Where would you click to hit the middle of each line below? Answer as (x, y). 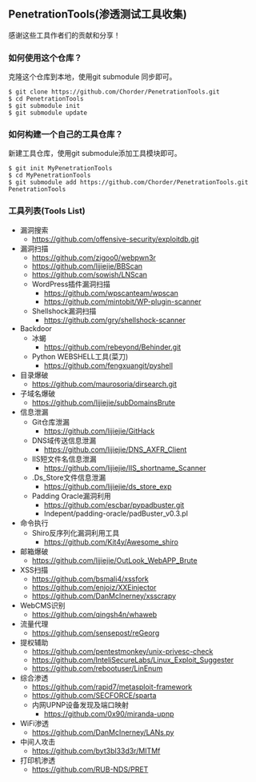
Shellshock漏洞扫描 (64, 311)
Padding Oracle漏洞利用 (72, 496)
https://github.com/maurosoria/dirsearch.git (104, 384)
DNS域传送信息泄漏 (64, 440)
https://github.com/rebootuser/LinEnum (97, 668)
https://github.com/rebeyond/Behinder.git (112, 347)
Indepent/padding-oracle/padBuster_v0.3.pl (116, 513)
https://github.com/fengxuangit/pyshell (108, 365)
